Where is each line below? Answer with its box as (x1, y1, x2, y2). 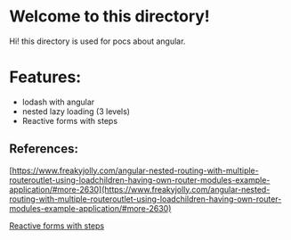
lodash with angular (21, 96, 95, 107)
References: (9, 141, 78, 157)
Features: (9, 67, 82, 87)
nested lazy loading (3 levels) (21, 105, 131, 117)
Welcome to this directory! (9, 6, 211, 27)
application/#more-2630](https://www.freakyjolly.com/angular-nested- (9, 184, 271, 194)
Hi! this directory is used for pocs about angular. (9, 36, 186, 46)
